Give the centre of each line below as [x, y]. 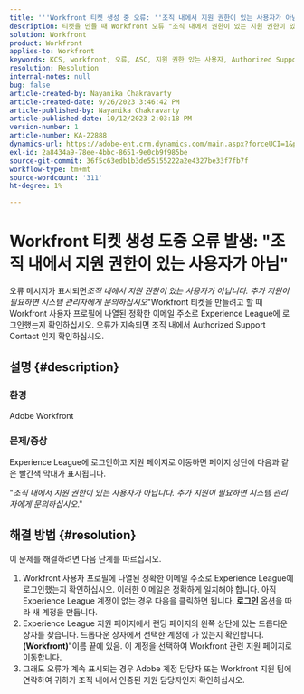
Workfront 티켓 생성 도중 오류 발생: [134, 242]
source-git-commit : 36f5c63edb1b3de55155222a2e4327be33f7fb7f [129, 161]
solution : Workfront [48, 34]
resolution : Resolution [54, 69]
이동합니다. [42, 657]
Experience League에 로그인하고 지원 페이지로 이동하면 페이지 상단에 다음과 [144, 462]
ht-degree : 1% [36, 186]
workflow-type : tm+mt [50, 169]
